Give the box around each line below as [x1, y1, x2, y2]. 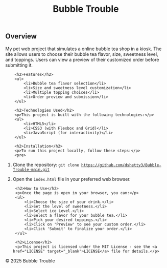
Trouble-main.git [12, 167, 50, 172]
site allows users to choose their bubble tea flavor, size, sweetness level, [5, 51, 158, 57]
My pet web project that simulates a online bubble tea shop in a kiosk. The [5, 46, 162, 52]
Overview [5, 32, 37, 41]
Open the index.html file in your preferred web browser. [12, 176, 131, 182]
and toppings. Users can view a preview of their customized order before [5, 56, 159, 63]
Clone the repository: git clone [12, 161, 79, 168]
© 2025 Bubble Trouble [5, 257, 55, 264]
